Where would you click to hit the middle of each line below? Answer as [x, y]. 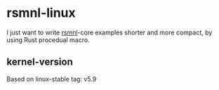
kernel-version [40, 62]
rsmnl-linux [41, 13]
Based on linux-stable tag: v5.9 [52, 79]
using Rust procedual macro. [48, 39]
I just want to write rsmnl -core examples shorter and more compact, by [109, 32]
